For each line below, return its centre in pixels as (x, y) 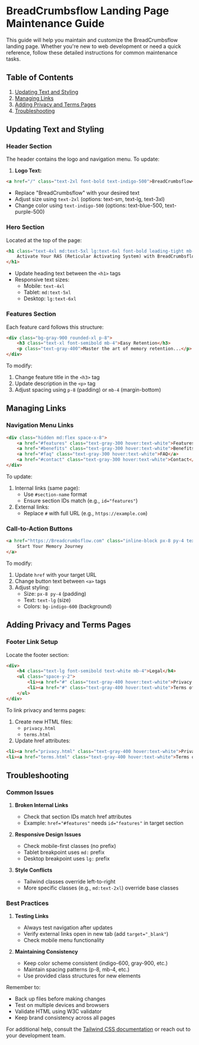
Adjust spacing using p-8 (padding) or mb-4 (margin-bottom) (88, 390)
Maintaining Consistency (46, 952)
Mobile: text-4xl (44, 286)
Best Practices (28, 903)
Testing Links (32, 916)
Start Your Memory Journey (50, 547)
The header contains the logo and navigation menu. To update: (83, 159)
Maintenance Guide (55, 23)
